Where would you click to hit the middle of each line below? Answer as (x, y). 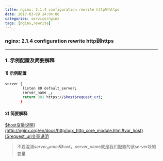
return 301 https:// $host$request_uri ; (63, 97)
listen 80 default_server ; (50, 88)
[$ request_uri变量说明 (27, 136)
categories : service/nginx (32, 18)
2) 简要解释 (16, 113)
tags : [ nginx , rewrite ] (28, 23)
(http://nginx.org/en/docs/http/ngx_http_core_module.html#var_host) (74, 131)
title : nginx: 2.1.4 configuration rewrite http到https (62, 9)
